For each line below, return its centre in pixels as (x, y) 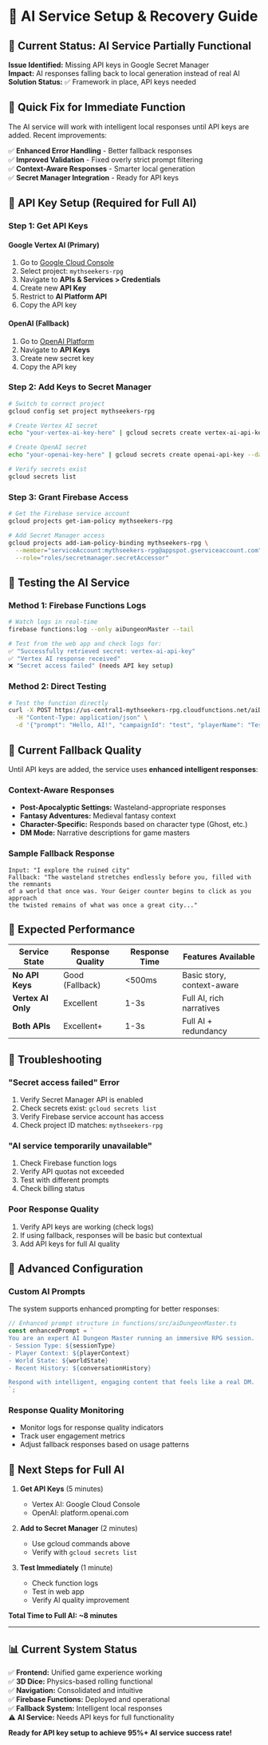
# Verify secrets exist (48, 469)
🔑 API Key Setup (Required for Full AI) (102, 203)
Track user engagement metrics (72, 1436)
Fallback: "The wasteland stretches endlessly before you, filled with (130, 877)
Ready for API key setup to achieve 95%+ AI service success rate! (120, 1733)
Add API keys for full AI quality (70, 1244)
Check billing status (52, 1189)
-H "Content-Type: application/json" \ (82, 718)
